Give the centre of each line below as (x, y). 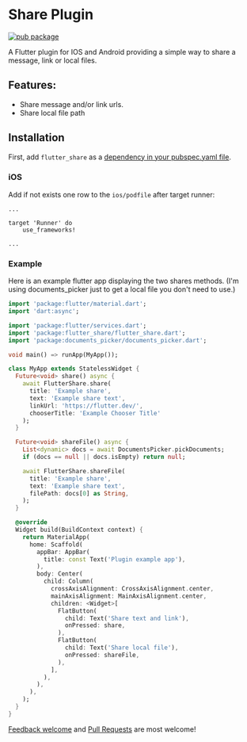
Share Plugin (51, 15)
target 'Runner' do (40, 223)
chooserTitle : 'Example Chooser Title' (95, 413)
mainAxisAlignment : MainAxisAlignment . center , (129, 596)
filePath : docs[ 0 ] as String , (79, 493)
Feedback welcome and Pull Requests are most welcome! (102, 729)
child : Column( (68, 581)
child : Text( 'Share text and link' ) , (127, 618)
